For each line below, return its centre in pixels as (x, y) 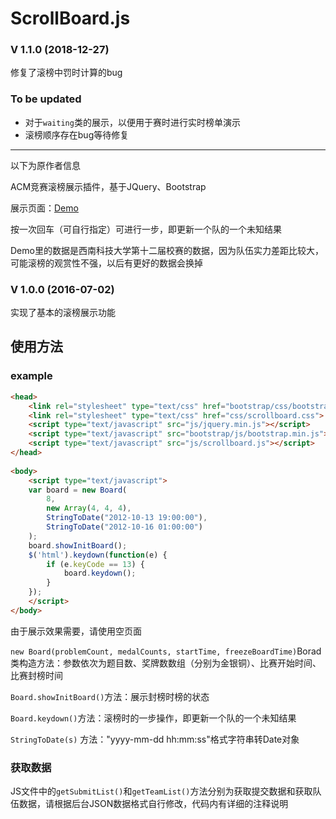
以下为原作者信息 (45, 165)
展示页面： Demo (44, 208)
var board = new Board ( (78, 490)
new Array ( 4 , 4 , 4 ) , (89, 508)
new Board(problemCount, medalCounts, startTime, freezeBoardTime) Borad (166, 651)
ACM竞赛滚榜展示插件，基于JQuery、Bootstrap (108, 186)
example (31, 376)
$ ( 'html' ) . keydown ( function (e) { (98, 555)
